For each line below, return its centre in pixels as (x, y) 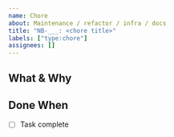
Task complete (45, 124)
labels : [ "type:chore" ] (48, 38)
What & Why (40, 78)
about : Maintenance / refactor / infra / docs (87, 23)
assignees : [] (32, 46)
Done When (38, 105)
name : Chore (28, 16)
